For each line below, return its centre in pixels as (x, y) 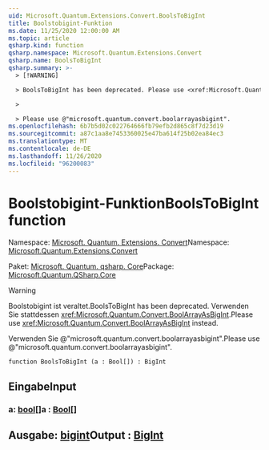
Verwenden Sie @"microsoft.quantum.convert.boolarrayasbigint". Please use (134, 339)
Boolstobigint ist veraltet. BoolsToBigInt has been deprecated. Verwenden (129, 306)
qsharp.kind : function (46, 46)
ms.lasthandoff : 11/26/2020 (55, 156)
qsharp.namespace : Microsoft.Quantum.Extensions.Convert (105, 53)
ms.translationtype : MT (48, 141)
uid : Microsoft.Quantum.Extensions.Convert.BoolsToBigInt (107, 16)
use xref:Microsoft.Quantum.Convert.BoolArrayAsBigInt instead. (113, 323)
